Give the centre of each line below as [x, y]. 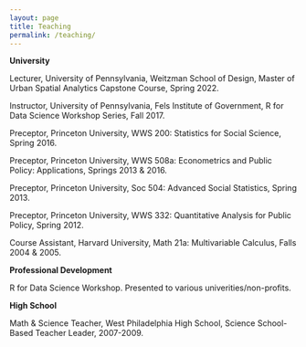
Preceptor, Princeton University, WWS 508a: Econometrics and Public [141, 161]
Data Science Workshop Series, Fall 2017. [87, 116]
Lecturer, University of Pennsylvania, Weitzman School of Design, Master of [152, 79]
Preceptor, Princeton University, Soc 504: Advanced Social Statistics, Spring [153, 188]
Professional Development [61, 270]
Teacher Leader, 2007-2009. [90, 333]
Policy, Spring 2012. [47, 226]
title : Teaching [40, 26]
